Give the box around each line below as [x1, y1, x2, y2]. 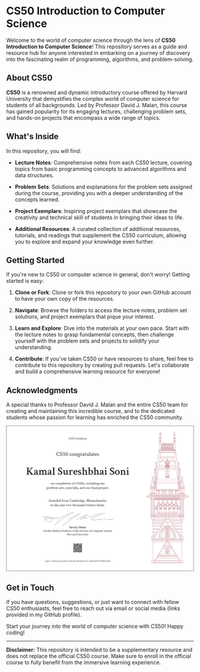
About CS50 [6, 73, 53, 83]
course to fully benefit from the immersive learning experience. [6, 659, 161, 666]
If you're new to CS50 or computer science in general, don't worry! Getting [6, 271, 190, 278]
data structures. [14, 171, 54, 178]
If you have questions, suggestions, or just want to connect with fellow [6, 599, 180, 606]
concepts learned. [14, 196, 60, 203]
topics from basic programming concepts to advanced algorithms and [14, 165, 186, 172]
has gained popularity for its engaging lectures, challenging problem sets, [6, 107, 187, 115]
